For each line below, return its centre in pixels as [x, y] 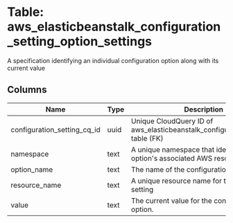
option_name [32, 169]
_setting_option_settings [80, 42]
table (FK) [147, 138]
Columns [27, 90]
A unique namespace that [173, 150]
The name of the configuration [180, 169]
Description [204, 109]
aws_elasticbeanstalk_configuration [114, 27]
